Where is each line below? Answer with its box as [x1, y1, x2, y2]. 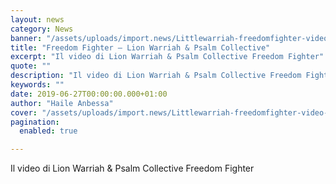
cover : [10, 107, 38, 118]
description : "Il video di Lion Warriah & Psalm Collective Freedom [10, 71, 302, 81]
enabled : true [19, 126, 78, 136]
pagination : [10, 117, 60, 127]
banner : [10, 33, 43, 43]
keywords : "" [10, 80, 65, 90]
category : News [10, 24, 74, 34]
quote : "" [10, 61, 52, 71]
